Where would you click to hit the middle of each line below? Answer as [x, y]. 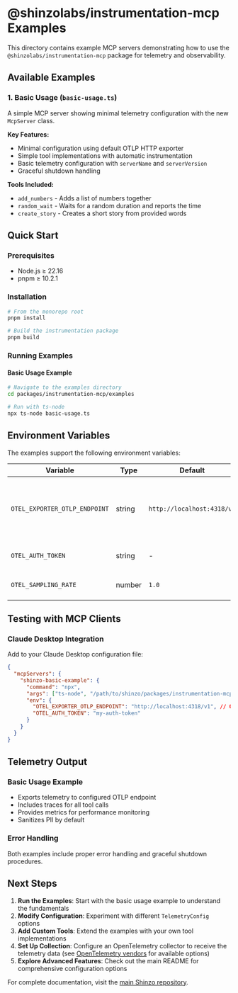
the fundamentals [43, 908]
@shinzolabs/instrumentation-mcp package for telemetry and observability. [117, 55]
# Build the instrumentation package [63, 331]
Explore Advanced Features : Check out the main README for [108, 960]
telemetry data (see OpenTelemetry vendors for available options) [114, 953]
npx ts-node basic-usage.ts [49, 413]
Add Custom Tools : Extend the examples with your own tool [105, 931]
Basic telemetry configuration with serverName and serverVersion [112, 163]
